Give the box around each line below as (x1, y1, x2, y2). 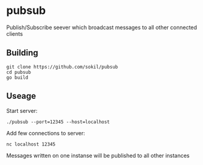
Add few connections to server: (6, 129, 85, 136)
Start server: (6, 107, 38, 114)
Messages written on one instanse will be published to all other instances (6, 152, 190, 159)
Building (6, 48, 38, 58)
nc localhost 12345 (6, 141, 56, 147)
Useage (6, 91, 36, 101)
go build (6, 74, 29, 81)
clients (6, 30, 23, 37)
